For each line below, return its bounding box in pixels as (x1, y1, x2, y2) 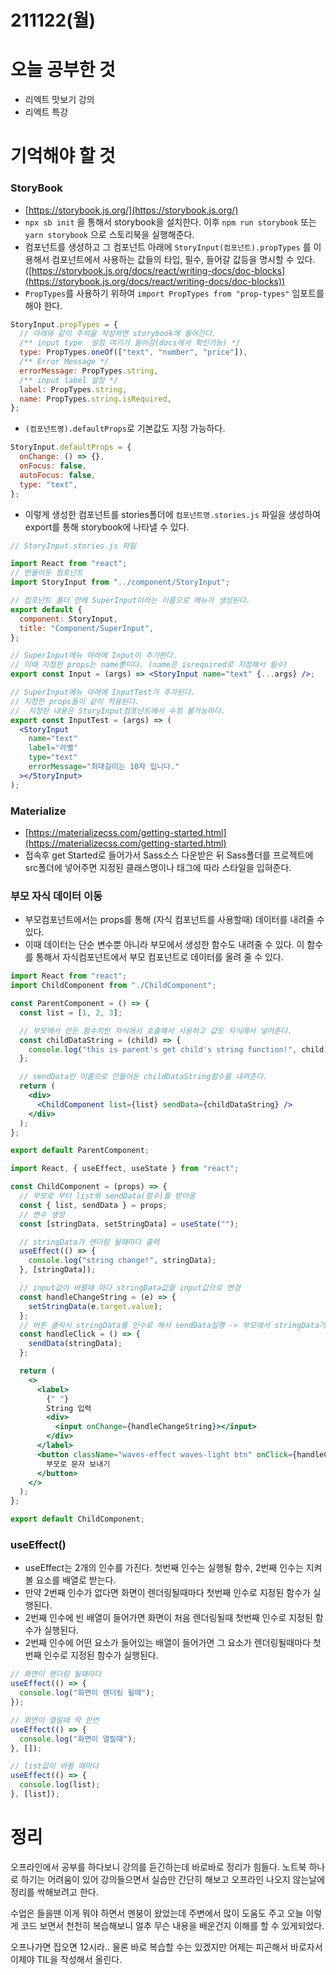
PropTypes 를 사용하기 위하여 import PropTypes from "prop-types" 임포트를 (24, 287, 325, 299)
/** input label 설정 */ (19, 375, 119, 385)
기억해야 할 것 (10, 145, 116, 168)
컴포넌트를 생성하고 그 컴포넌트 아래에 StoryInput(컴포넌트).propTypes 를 (24, 241, 312, 253)
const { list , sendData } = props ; (19, 1200, 168, 1210)
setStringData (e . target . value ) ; (28, 1301, 163, 1311)
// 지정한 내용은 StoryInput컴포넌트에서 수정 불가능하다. (10, 706, 226, 716)
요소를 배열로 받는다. (35, 1574, 117, 1586)
